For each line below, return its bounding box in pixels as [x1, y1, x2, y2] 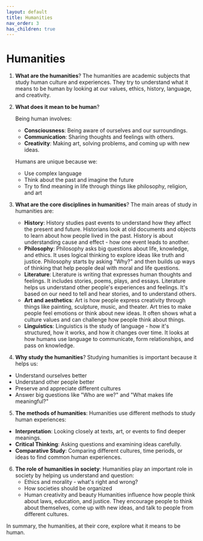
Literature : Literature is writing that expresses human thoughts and [24, 271, 192, 278]
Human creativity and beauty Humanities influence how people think [24, 491, 196, 498]
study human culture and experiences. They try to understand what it [15, 78, 188, 86]
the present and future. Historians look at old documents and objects [24, 226, 196, 233]
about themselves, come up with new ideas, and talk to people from [24, 504, 194, 511]
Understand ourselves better [15, 372, 87, 379]
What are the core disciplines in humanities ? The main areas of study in [15, 201, 198, 208]
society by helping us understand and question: [15, 472, 135, 479]
